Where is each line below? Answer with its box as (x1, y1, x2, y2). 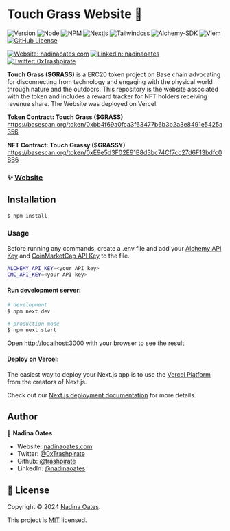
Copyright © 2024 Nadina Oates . (7, 503, 101, 511)
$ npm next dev (7, 308, 51, 315)
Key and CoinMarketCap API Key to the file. (7, 251, 130, 260)
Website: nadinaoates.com (16, 442, 93, 450)
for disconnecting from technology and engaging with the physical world (7, 77, 213, 85)
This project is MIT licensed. (7, 516, 87, 524)
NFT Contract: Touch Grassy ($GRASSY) (7, 140, 126, 149)
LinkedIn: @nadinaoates (16, 464, 86, 472)
